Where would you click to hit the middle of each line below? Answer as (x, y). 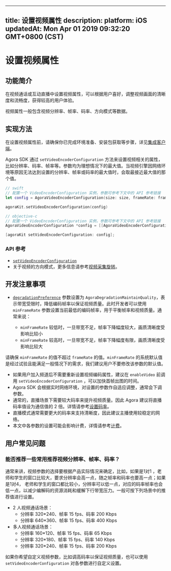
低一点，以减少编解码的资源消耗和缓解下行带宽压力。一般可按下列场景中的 (83, 490)
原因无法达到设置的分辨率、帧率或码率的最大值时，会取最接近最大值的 (88, 172)
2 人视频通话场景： (33, 508)
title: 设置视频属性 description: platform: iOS (76, 21)
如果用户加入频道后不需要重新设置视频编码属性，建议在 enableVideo (84, 375)
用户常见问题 (25, 443)
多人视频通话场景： (33, 527)
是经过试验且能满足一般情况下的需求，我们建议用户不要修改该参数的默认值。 (85, 364)
